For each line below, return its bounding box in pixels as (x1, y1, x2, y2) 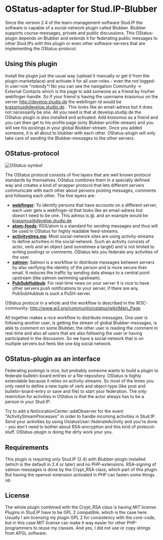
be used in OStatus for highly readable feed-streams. (12, 228, 119, 234)
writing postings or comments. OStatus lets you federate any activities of (12, 248, 159, 255)
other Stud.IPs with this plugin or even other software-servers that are (5, 40, 145, 46)
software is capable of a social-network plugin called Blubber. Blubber (5, 24, 146, 30)
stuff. (5, 429, 16, 435)
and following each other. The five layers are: (5, 192, 96, 199)
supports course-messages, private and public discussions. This (5, 30, 135, 36)
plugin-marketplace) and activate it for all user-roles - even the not (5, 78, 139, 84)
